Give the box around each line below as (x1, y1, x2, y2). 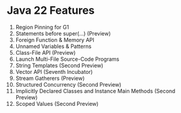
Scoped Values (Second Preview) (15, 100, 99, 107)
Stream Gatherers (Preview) (15, 75, 85, 82)
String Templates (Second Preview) (15, 61, 104, 69)
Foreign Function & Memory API (15, 36, 95, 43)
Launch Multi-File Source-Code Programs (15, 55, 120, 63)
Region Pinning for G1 (15, 23, 69, 31)
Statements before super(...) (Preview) (15, 29, 111, 37)
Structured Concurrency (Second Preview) (15, 81, 122, 88)
